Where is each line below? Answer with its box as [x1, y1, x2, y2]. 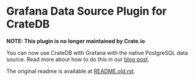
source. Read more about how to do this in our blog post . [6, 55, 149, 63]
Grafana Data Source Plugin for [6, 4, 167, 18]
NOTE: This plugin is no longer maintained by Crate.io [6, 37, 145, 44]
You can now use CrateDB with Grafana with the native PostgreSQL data [6, 49, 188, 56]
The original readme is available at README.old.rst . [6, 67, 135, 74]
